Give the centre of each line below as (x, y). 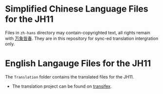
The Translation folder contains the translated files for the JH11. (70, 77)
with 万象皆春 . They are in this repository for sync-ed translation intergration (82, 38)
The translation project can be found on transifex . (62, 86)
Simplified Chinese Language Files (77, 9)
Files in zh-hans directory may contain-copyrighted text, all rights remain (78, 32)
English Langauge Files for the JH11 (78, 63)
